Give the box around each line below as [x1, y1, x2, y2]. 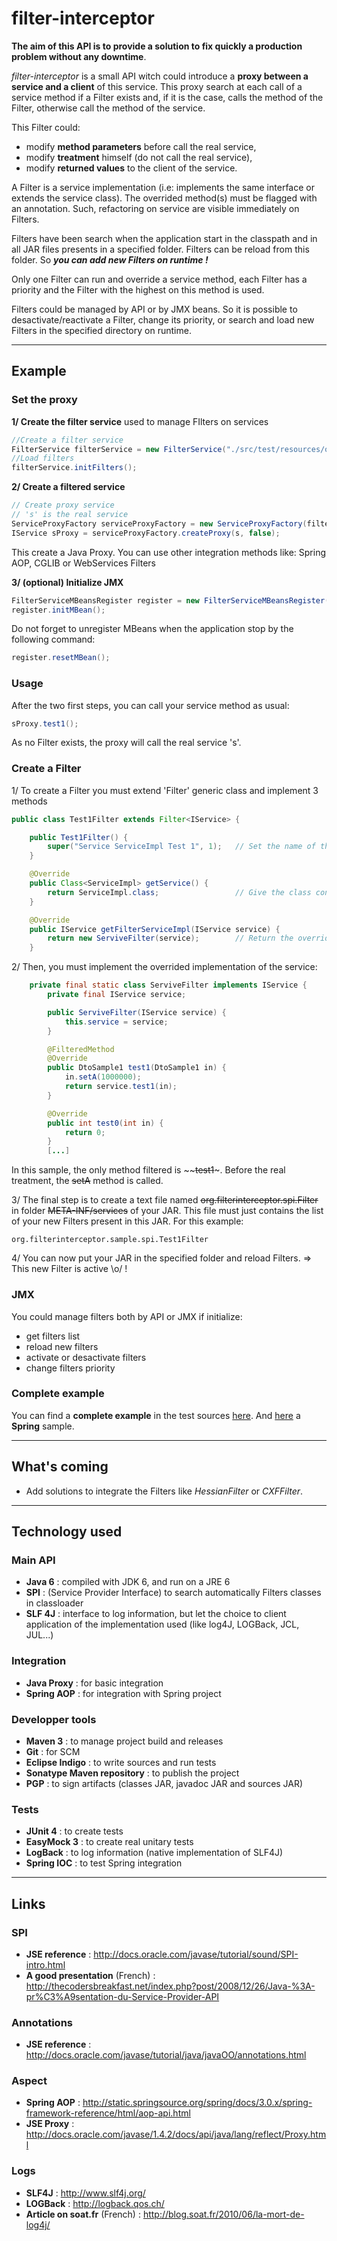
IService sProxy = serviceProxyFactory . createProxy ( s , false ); [11, 528, 281, 538]
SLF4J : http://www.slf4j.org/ [25, 2187, 146, 2199]
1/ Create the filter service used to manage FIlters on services [11, 415, 269, 427]
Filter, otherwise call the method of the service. [11, 102, 206, 114]
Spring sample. [11, 1420, 75, 1432]
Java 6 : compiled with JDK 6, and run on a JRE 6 [25, 1576, 231, 1588]
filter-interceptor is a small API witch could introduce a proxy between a [11, 70, 309, 82]
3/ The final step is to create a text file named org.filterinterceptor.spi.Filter [11, 1194, 319, 1206]
